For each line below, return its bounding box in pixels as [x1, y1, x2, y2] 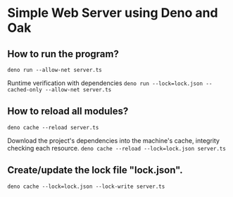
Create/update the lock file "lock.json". [7, 164, 183, 177]
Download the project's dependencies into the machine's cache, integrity [7, 136, 220, 145]
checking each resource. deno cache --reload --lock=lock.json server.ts [7, 144, 227, 152]
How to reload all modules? [7, 106, 129, 117]
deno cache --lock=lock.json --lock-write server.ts [7, 183, 165, 190]
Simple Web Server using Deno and [7, 5, 218, 21]
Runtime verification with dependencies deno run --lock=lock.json [7, 79, 203, 87]
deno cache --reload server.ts [7, 124, 99, 131]
